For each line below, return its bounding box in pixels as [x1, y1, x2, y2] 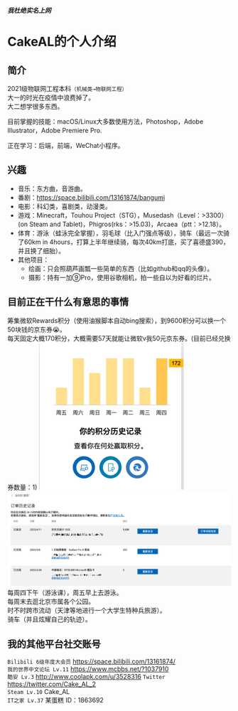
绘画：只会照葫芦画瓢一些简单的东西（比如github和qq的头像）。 [28, 264, 214, 272]
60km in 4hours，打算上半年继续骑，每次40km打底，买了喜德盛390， [23, 237, 229, 246]
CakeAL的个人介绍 [7, 34, 117, 50]
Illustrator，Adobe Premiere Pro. [7, 127, 102, 134]
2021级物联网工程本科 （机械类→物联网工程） [7, 85, 128, 92]
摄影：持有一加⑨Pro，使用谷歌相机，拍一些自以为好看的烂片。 [28, 273, 215, 282]
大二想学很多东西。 [7, 102, 64, 110]
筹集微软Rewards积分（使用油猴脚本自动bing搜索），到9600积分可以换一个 [7, 316, 226, 325]
